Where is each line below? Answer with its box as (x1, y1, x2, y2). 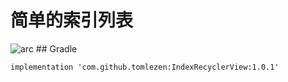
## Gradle (35, 42, 78, 55)
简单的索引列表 (10, 9, 134, 32)
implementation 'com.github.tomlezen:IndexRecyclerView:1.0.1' (10, 62, 280, 72)
